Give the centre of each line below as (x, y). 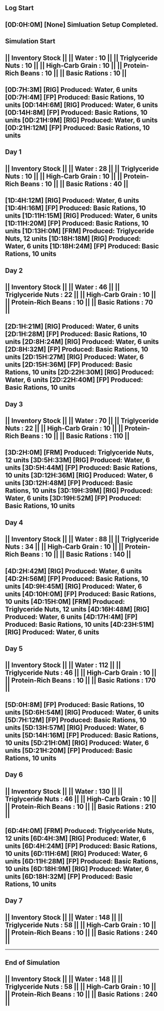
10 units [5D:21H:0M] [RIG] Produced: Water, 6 (77, 743)
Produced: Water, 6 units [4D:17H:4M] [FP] (71, 617)
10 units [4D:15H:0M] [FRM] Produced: (65, 602)
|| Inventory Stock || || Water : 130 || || (64, 791)
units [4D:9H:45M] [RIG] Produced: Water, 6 (74, 586)
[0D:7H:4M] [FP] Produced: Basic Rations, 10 (75, 97)
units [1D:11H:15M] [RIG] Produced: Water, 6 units (81, 216)
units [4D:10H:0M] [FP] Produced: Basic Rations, (81, 594)
